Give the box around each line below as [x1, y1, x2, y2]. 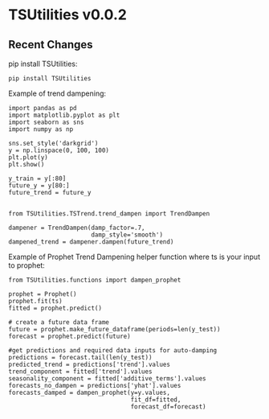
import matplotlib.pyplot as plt [8, 111, 120, 119]
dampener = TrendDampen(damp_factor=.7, [8, 224, 146, 232]
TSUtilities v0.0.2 [8, 6, 127, 24]
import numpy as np [8, 125, 74, 134]
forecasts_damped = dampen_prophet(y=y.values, [8, 388, 171, 396]
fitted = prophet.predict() [8, 304, 103, 312]
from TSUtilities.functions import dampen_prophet [8, 276, 181, 284]
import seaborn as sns [8, 118, 84, 126]
